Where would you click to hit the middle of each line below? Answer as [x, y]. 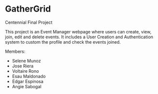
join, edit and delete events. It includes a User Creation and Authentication [79, 37]
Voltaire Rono [25, 71]
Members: [15, 51]
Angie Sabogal [27, 86]
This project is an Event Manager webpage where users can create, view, [78, 31]
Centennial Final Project [29, 22]
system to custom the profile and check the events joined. [63, 42]
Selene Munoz [26, 61]
